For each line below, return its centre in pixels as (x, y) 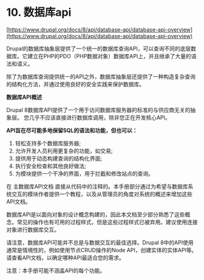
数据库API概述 (24, 97)
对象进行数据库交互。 (33, 229)
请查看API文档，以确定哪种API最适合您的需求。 (65, 258)
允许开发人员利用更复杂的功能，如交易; (64, 151)
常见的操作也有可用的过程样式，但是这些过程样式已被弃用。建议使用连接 (107, 222)
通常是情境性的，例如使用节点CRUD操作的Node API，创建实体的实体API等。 (102, 250)
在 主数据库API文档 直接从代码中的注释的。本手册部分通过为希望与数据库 (97, 186)
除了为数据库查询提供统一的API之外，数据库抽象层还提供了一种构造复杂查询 (101, 76)
